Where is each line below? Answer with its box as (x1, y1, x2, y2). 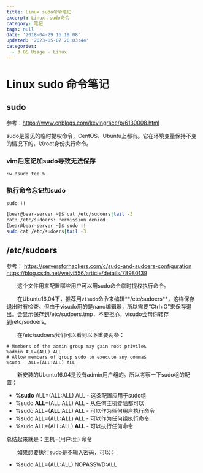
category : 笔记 (6, 20, 44, 26)
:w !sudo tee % (6, 171, 45, 177)
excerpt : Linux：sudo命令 (6, 15, 70, 21)
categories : (6, 44, 37, 50)
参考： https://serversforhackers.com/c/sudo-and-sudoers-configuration (6, 262, 192, 270)
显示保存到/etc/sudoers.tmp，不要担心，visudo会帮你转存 (22, 310, 169, 318)
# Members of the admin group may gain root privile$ (6, 343, 147, 350)
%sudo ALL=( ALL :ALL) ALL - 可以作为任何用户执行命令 (15, 407, 155, 414)
